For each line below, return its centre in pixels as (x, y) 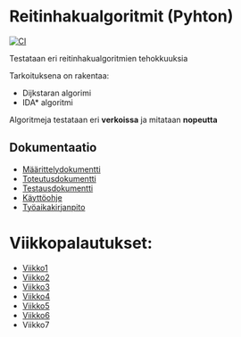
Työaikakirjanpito (54, 207)
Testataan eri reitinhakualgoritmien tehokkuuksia (99, 58)
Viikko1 (35, 267)
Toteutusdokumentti (59, 178)
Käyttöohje (42, 197)
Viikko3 (36, 286)
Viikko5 (36, 306)
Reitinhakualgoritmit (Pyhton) (121, 16)
